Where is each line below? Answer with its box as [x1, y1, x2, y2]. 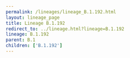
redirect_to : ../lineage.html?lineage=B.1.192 [5, 25, 125, 32]
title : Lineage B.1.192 [5, 20, 66, 26]
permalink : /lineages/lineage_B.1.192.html [5, 8, 117, 15]
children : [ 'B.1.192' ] [5, 43, 63, 49]
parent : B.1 [5, 37, 36, 43]
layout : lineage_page [5, 14, 60, 21]
